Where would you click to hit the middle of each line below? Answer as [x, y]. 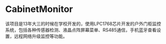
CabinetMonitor [39, 9]
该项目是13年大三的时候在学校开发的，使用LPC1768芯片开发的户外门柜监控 [83, 23]
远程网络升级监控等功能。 [40, 36]
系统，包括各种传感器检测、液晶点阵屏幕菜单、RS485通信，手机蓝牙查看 [81, 30]
